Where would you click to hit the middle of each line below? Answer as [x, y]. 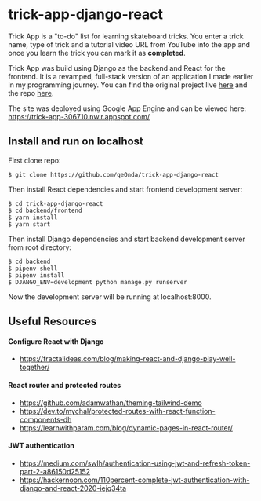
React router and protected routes [65, 385]
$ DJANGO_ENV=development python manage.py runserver [98, 282]
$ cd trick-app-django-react [56, 203]
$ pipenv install [36, 275]
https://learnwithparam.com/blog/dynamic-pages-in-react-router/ [126, 428]
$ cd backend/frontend [45, 210]
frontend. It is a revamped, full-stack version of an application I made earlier [131, 76]
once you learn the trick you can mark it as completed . [97, 53]
